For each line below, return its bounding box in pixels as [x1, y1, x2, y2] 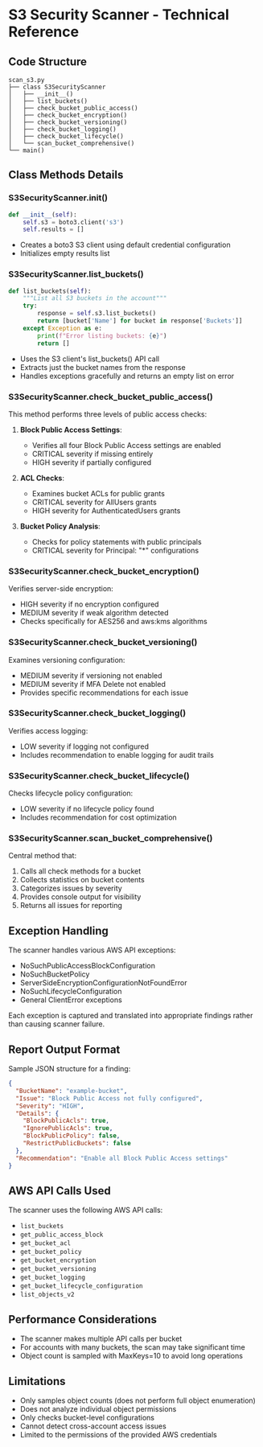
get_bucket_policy [19, 1248, 82, 1256]
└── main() [8, 146, 45, 154]
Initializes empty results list [19, 249, 110, 258]
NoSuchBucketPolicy [19, 969, 90, 979]
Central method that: [8, 851, 77, 861]
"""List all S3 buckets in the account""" [23, 294, 167, 302]
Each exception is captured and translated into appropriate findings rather [8, 1011, 253, 1021]
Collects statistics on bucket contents [19, 875, 145, 885]
